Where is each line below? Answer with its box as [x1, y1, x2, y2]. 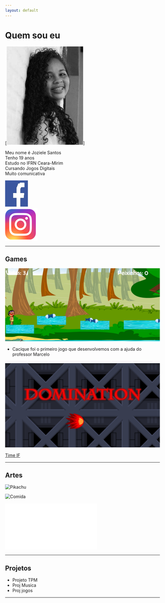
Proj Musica [12, 582, 37, 588]
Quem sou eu [5, 30, 60, 41]
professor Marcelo [12, 351, 50, 357]
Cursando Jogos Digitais [5, 165, 55, 171]
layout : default [5, 8, 38, 13]
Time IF [5, 452, 21, 458]
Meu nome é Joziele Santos [5, 149, 61, 155]
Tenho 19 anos [5, 155, 35, 161]
